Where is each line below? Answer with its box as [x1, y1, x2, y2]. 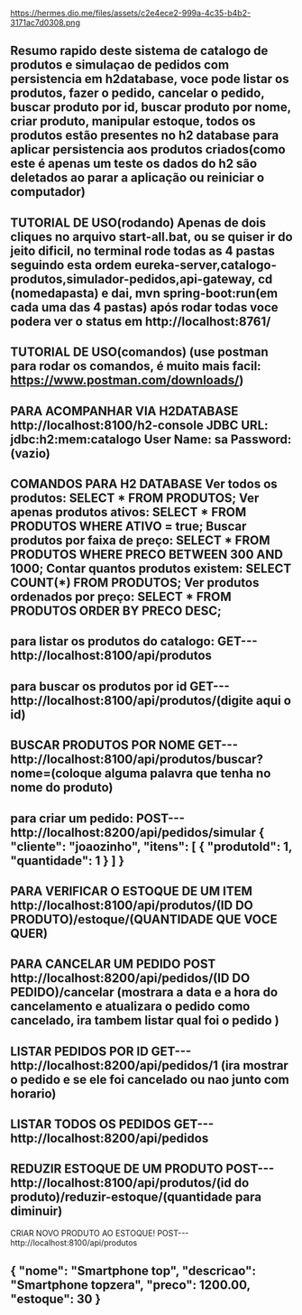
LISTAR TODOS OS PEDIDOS [10, 1116, 171, 1132]
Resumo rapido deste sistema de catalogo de [10, 43, 269, 59]
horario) [10, 1086, 57, 1101]
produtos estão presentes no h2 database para [10, 128, 279, 144]
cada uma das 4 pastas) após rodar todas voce [10, 300, 279, 315]
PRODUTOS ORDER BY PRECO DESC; [10, 603, 222, 618]
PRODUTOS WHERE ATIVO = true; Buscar [10, 518, 247, 533]
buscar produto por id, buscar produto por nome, [10, 99, 291, 116]
